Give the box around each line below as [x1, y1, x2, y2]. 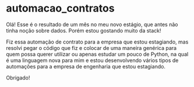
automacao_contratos [6, 2, 115, 15]
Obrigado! [6, 74, 30, 81]
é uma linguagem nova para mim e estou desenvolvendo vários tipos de [6, 57, 179, 64]
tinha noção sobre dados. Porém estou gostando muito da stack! [6, 27, 161, 34]
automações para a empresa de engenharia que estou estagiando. [6, 63, 166, 70]
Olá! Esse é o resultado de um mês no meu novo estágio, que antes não [6, 21, 178, 28]
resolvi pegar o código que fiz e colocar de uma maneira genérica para [6, 44, 177, 51]
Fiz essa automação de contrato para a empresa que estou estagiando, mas [6, 38, 189, 45]
